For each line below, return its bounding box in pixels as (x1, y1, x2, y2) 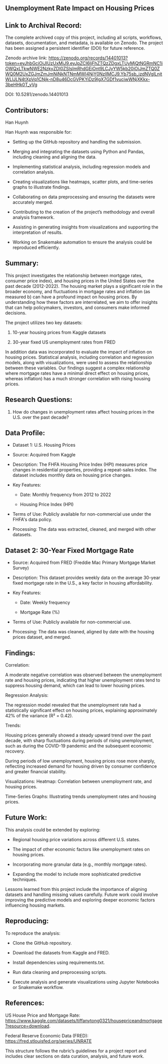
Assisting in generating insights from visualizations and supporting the (12, 224, 158, 230)
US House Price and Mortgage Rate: (5, 1012, 80, 1018)
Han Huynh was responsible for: (5, 129, 72, 135)
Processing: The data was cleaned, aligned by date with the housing (12, 629, 154, 635)
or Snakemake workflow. (12, 984, 64, 990)
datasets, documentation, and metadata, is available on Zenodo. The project (5, 40, 163, 46)
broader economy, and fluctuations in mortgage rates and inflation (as (5, 288, 150, 294)
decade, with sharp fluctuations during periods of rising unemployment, (5, 738, 154, 744)
